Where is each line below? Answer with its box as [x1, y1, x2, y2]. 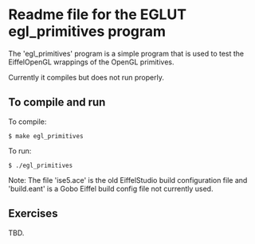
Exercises [8, 207, 58, 220]
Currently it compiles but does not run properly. [8, 72, 165, 82]
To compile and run [8, 95, 106, 109]
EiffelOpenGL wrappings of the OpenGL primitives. [8, 57, 175, 67]
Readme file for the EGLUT [8, 6, 187, 24]
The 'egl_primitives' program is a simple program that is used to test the [8, 48, 245, 58]
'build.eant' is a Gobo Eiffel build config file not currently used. [8, 184, 214, 193]
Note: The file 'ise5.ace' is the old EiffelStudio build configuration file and [8, 175, 248, 184]
